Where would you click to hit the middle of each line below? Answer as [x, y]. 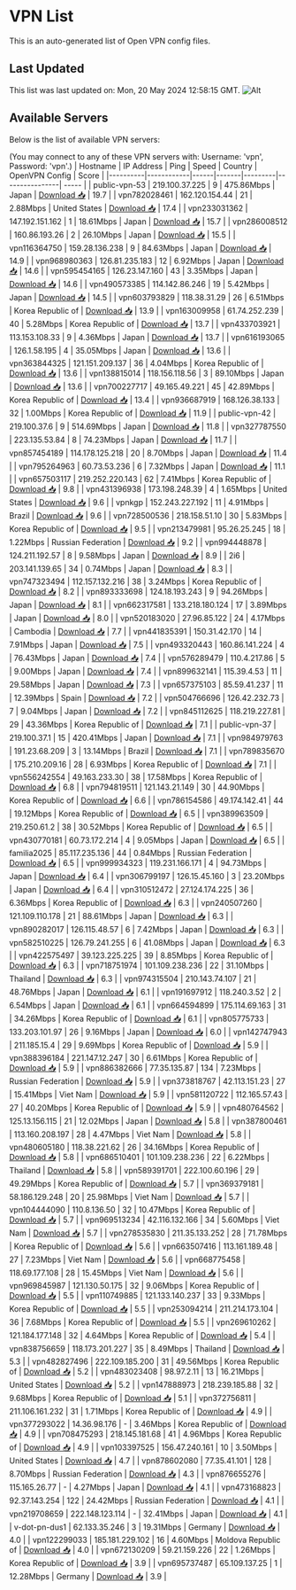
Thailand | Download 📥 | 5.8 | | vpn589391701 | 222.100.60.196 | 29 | [134, 1170]
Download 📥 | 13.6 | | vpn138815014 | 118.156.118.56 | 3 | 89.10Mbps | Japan [147, 373]
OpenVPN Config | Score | [57, 175]
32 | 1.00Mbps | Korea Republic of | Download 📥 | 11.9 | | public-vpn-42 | [143, 413]
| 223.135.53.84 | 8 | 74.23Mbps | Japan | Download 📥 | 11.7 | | [123, 440]
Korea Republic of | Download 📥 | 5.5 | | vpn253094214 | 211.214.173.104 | [144, 1308]
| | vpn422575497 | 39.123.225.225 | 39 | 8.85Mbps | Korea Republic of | [141, 955]
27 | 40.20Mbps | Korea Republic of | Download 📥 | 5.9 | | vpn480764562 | [147, 1107]
